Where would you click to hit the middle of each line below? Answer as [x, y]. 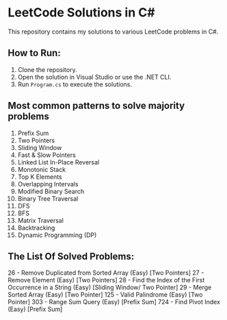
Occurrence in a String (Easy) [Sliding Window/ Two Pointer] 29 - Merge [110, 287]
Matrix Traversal [41, 220]
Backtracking [36, 227]
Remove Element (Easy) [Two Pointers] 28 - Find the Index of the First [106, 280]
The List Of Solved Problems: [71, 256]
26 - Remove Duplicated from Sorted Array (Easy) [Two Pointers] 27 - [106, 273]
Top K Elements [40, 177]
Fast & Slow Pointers [46, 155]
